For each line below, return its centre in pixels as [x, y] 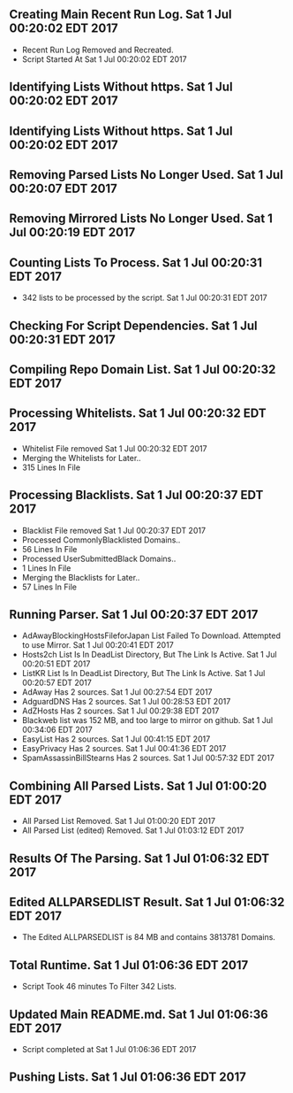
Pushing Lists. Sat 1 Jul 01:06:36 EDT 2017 [128, 1078]
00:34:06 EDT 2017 [57, 730]
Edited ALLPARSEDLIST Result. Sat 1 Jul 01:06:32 [147, 902]
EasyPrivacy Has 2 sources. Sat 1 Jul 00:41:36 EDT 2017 [124, 749]
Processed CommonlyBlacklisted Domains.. [101, 540]
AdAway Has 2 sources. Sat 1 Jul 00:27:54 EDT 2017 [117, 692]
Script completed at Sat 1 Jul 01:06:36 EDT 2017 [109, 1050]
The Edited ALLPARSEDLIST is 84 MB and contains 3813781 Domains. [149, 937]
